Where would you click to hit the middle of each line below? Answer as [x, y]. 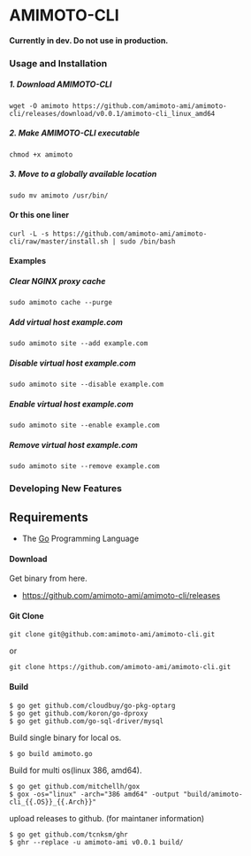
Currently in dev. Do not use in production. [89, 40]
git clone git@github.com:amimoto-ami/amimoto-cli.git [112, 635]
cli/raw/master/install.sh [59, 241]
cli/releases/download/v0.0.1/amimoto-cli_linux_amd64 [112, 113]
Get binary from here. [49, 578]
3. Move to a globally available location [83, 174]
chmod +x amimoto [41, 154]
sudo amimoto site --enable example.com [85, 426]
